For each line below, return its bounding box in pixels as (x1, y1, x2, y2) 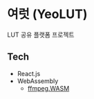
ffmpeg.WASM (27, 84, 70, 92)
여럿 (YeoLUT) (7, 6, 88, 22)
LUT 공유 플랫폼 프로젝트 (7, 30, 75, 39)
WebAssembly (17, 77, 59, 85)
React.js (17, 69, 41, 78)
